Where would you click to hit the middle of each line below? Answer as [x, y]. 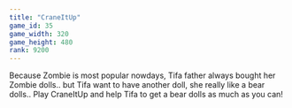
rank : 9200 [29, 50]
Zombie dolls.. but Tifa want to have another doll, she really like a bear [137, 85]
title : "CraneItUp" [45, 17]
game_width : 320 [39, 34]
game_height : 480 [41, 42]
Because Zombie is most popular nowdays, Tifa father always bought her [142, 75]
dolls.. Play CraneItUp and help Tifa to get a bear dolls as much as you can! [146, 95]
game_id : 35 [31, 26]
